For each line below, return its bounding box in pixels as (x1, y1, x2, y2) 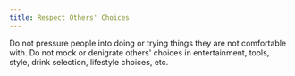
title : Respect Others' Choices (9, 13, 130, 22)
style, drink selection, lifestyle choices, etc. (9, 56, 169, 67)
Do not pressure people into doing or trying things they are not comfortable (9, 38, 287, 48)
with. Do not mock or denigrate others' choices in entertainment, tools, (9, 46, 270, 58)
